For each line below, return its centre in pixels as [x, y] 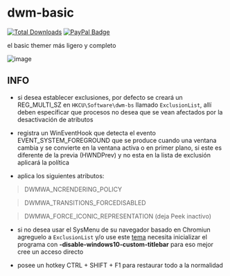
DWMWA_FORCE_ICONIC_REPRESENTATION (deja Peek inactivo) [118, 216]
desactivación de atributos [55, 119]
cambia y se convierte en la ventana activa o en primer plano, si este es [120, 148]
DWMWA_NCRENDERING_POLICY [73, 189]
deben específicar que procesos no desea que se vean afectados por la [120, 112]
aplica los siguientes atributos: [61, 175]
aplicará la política [43, 162]
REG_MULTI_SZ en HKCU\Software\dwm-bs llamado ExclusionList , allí [114, 105]
